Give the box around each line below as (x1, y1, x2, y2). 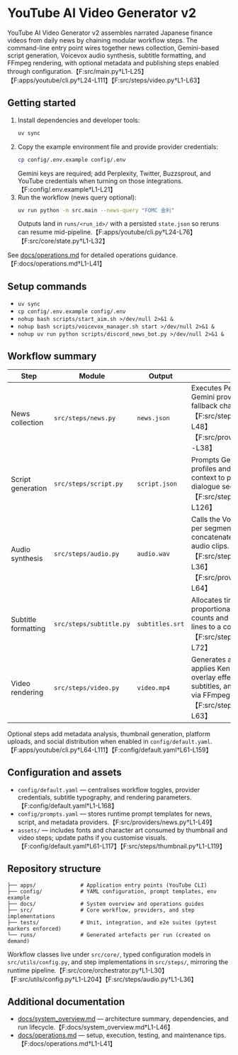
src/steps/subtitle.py (54, 620, 130, 628)
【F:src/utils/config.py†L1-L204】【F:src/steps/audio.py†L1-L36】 (7, 975, 198, 983)
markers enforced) (7, 925, 62, 932)
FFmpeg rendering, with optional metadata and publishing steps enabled (7, 58, 220, 67)
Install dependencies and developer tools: (17, 116, 140, 124)
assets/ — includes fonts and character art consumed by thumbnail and (17, 826, 228, 834)
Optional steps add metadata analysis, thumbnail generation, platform (7, 730, 210, 738)
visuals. (144, 833, 168, 842)
